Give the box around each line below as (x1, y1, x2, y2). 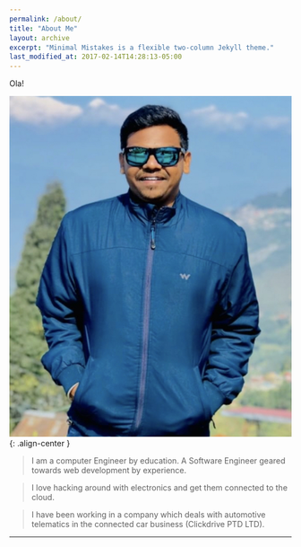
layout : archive (9, 33, 70, 42)
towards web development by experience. (30, 465, 187, 476)
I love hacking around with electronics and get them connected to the (30, 482, 288, 493)
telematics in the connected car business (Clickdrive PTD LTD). (30, 519, 265, 530)
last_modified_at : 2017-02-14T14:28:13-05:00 (9, 52, 182, 62)
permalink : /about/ (9, 14, 82, 23)
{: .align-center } (9, 438, 71, 449)
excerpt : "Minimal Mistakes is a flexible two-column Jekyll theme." (9, 43, 275, 52)
